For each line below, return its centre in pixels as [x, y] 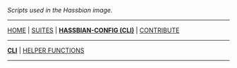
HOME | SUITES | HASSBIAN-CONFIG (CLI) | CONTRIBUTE [93, 30]
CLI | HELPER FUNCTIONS [46, 50]
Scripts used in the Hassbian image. [60, 10]
